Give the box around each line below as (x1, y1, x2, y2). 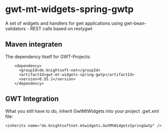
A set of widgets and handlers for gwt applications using (5, 20, 123, 26)
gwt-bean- (123, 20, 147, 26)
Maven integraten (5, 40, 62, 49)
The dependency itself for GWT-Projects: (5, 53, 91, 59)
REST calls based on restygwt (30, 25, 93, 31)
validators (5, 25, 26, 31)
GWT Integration (5, 95, 59, 103)
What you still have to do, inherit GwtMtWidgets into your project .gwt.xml (5, 108, 159, 114)
